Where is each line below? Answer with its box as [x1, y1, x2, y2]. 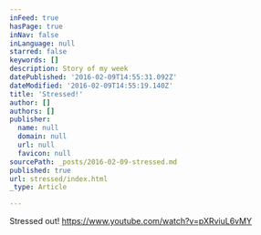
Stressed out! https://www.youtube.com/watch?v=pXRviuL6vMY [9, 216, 253, 227]
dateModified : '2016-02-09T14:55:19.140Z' [9, 81, 173, 90]
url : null [17, 140, 55, 149]
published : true [9, 166, 71, 175]
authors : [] [9, 107, 55, 116]
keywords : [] [9, 56, 59, 65]
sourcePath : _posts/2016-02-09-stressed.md [9, 157, 178, 167]
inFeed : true [9, 13, 59, 23]
